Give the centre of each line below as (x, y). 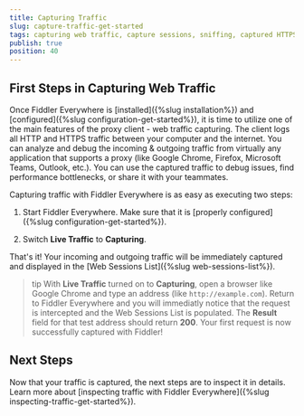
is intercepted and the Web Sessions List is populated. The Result (154, 312)
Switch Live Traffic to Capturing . (84, 239)
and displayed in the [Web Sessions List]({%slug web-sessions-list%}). (142, 266)
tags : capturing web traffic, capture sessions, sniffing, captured (141, 34)
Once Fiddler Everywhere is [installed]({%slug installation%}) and (132, 109)
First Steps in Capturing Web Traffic (113, 88)
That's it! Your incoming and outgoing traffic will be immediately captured (146, 256)
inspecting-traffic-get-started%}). (73, 401)
